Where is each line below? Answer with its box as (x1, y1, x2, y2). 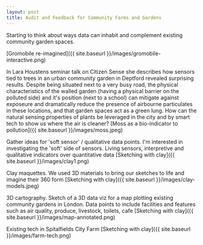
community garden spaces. (6, 38, 75, 45)
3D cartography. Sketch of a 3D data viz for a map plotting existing (6, 194, 174, 201)
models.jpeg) (6, 182, 40, 190)
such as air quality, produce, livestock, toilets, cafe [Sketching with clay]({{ (6, 207, 194, 214)
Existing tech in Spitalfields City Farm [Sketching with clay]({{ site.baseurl (6, 225, 191, 232)
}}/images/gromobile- (106, 49, 161, 57)
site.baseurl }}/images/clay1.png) (6, 157, 89, 165)
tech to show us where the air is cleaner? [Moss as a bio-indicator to (6, 119, 178, 127)
